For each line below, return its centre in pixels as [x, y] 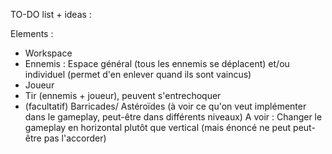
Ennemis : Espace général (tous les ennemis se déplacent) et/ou [157, 63]
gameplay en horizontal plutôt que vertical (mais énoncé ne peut [158, 127]
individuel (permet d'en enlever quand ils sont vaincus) [138, 74]
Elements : [32, 33]
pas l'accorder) [75, 138]
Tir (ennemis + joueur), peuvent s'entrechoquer [123, 95]
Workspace [48, 53]
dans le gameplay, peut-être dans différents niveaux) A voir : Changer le [173, 117]
